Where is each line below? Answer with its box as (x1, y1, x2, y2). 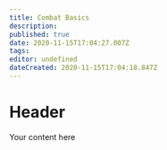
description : (9, 22, 58, 31)
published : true (9, 30, 70, 39)
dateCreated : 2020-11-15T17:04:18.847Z (9, 64, 158, 73)
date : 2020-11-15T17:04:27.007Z (9, 38, 129, 48)
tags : (9, 47, 29, 56)
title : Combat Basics (9, 13, 90, 22)
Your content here (9, 131, 76, 142)
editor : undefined (9, 55, 78, 64)
